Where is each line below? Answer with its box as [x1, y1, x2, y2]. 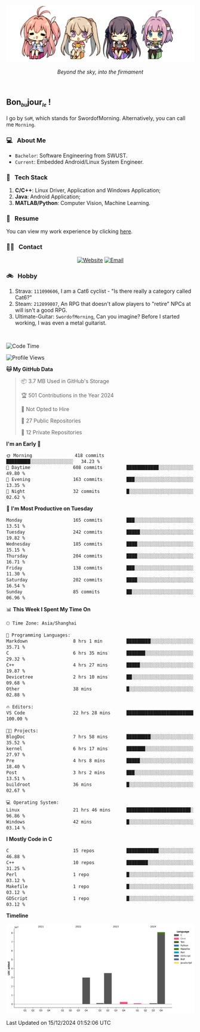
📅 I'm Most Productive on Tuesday [6, 505, 94, 512]
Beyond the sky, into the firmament [57, 68, 144, 75]
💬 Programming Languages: [6, 632, 70, 638]
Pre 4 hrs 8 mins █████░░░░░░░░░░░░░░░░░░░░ [6, 758, 194, 764]
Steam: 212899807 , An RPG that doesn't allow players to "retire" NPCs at [14, 301, 191, 308]
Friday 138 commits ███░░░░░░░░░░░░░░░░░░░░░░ [6, 565, 194, 571]
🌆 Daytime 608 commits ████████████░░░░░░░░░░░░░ [6, 465, 194, 471]
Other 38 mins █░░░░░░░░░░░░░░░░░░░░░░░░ [6, 686, 194, 692]
